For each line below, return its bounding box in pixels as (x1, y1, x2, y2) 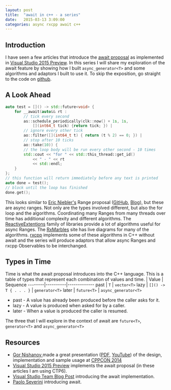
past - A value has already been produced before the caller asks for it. (12, 297, 160, 303)
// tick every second (23, 113, 70, 119)
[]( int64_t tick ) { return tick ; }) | (32, 123, 113, 128)
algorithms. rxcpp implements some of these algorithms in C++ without (5, 232, 155, 238)
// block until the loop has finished (5, 185, 88, 190)
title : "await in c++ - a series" (5, 12, 81, 17)
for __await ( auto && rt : (14, 109, 67, 114)
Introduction (5, 40, 46, 49)
